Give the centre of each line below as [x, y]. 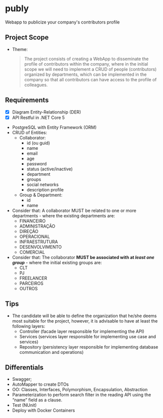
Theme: [20, 49]
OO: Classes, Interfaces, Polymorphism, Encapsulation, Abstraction [80, 390]
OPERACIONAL [35, 236]
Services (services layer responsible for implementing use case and [88, 336]
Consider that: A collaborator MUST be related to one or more [74, 210]
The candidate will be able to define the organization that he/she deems [84, 316]
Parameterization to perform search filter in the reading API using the [81, 395]
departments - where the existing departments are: [63, 215]
